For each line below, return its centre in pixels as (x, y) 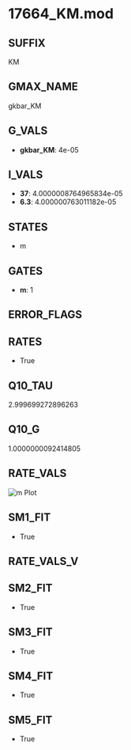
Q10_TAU (31, 386)
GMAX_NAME (43, 87)
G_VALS (28, 131)
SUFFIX (27, 43)
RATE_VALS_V (43, 561)
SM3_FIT (30, 633)
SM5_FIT (30, 720)
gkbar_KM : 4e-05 (49, 150)
